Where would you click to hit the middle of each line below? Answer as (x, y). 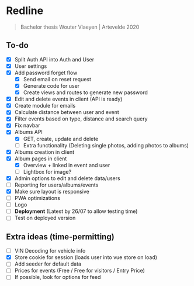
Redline (25, 11)
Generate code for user (51, 86)
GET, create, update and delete (61, 139)
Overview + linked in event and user (67, 165)
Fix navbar (27, 125)
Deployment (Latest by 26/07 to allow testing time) (76, 211)
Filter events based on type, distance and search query (81, 119)
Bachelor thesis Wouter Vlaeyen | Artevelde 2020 (80, 27)
